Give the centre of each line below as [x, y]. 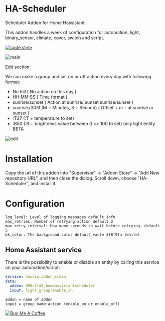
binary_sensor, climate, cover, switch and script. [55, 38]
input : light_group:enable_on [41, 291]
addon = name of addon [29, 300]
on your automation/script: [33, 267]
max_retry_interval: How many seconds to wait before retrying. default [83, 226]
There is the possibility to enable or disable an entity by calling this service [82, 262]
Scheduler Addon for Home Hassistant [45, 23]
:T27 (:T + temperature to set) [43, 118]
